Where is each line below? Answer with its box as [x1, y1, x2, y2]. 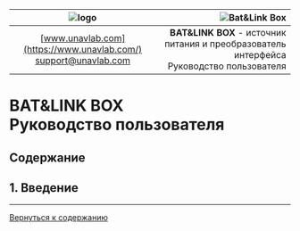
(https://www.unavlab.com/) [23, 44, 143, 55]
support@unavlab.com [35, 54, 131, 66]
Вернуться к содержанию [9, 212, 109, 223]
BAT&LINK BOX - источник [169, 27, 287, 38]
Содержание [9, 150, 87, 165]
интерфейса [233, 49, 287, 61]
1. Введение [9, 180, 79, 195]
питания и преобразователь [164, 37, 287, 50]
